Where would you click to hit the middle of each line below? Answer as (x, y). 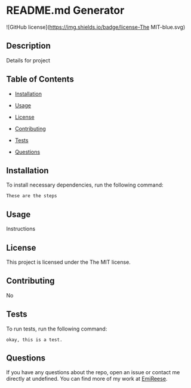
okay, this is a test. (34, 339)
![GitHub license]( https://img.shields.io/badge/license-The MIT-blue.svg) (96, 27)
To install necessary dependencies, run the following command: (85, 185)
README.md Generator (65, 10)
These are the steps (32, 196)
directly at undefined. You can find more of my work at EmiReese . (87, 379)
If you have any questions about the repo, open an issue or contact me (93, 372)
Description (28, 46)
